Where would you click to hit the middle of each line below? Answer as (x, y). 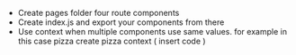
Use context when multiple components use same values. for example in (152, 31)
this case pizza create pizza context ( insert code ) (112, 41)
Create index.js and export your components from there (121, 22)
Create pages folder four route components (99, 13)
